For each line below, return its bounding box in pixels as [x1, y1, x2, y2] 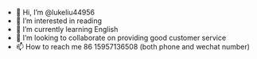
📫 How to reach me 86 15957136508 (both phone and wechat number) [15, 42, 251, 51]
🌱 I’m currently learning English [15, 25, 119, 33]
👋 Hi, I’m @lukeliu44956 [15, 8, 95, 17]
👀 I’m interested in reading [15, 16, 102, 26]
